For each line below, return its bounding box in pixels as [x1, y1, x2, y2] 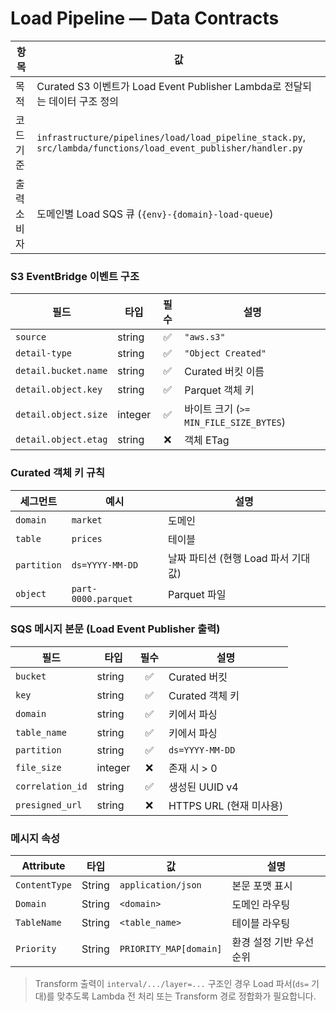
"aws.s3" [184, 332, 226, 343]
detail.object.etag [15, 434, 108, 446]
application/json [119, 880, 202, 891]
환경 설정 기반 [231, 935, 293, 949]
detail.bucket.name [15, 365, 108, 377]
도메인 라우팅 [231, 898, 291, 912]
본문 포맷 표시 [231, 879, 293, 893]
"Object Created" [184, 348, 267, 359]
